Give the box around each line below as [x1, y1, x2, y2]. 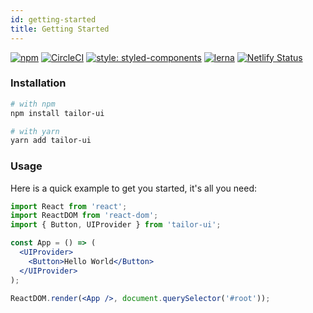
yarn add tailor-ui [10, 136, 92, 146]
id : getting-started [10, 14, 97, 25]
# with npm [10, 99, 56, 109]
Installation [10, 76, 67, 90]
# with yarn [10, 126, 60, 136]
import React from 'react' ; [10, 201, 128, 211]
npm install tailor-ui [10, 108, 105, 118]
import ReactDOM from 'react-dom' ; [10, 211, 159, 221]
